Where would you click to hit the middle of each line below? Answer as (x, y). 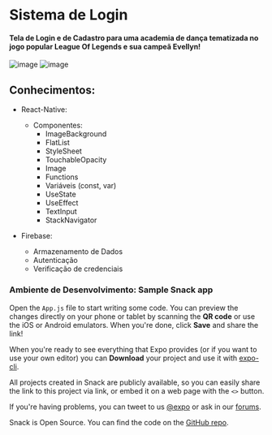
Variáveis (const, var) (81, 186)
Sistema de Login (69, 15)
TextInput (61, 212)
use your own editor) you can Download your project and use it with (123, 358)
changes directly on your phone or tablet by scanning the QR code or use (132, 316)
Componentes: (58, 125)
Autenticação (55, 261)
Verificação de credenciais (78, 269)
